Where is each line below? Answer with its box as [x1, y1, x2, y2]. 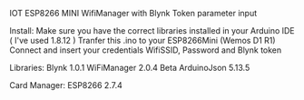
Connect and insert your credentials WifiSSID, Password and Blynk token [9, 45, 282, 55]
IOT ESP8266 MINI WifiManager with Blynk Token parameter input [9, 8, 258, 18]
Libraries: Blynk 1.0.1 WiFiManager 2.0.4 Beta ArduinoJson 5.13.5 [9, 63, 250, 73]
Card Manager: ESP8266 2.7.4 [9, 80, 123, 90]
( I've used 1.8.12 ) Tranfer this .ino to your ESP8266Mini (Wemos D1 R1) [9, 35, 276, 45]
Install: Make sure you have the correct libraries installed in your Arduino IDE [9, 25, 295, 35]
